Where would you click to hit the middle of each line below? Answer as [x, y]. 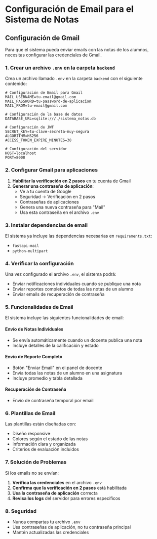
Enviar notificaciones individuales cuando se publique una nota [77, 284]
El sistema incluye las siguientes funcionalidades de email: [65, 318]
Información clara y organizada [44, 444]
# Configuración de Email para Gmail [44, 93]
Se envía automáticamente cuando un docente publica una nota [77, 340]
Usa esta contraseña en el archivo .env [59, 212]
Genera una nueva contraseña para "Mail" [62, 207]
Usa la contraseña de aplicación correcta [55, 493]
